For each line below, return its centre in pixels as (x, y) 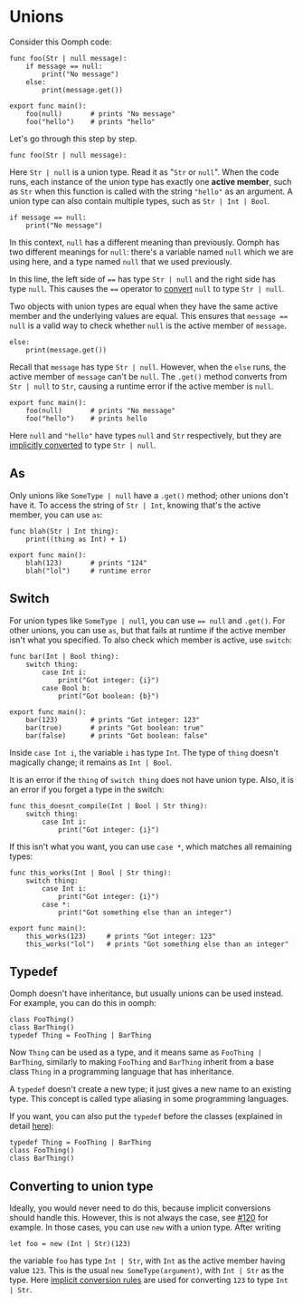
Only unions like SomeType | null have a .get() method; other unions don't (149, 495)
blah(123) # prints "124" (86, 563)
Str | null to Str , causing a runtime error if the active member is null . (142, 386)
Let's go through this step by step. (73, 139)
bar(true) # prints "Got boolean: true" (115, 728)
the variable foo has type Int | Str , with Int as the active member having (147, 1261)
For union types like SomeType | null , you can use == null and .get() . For (147, 620)
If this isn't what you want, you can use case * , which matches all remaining (151, 846)
